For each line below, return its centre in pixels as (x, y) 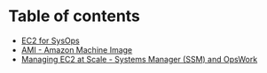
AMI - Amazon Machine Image (77, 49)
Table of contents (75, 16)
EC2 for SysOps (51, 40)
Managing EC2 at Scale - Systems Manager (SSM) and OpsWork (139, 59)
